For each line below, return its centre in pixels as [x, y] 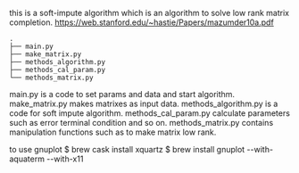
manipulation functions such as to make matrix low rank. [113, 132]
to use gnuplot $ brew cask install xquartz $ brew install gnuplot [127, 149]
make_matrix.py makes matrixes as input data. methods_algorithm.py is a [144, 103]
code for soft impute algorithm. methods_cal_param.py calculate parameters [149, 113]
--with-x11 [65, 159]
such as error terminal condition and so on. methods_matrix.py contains [141, 123]
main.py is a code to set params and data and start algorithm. [122, 94]
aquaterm [27, 159]
